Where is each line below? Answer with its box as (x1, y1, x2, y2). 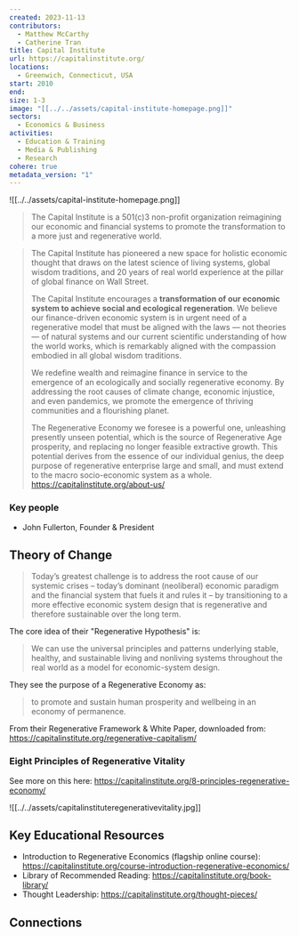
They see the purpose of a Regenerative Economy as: (9, 680, 206, 690)
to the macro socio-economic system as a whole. (30, 470, 212, 480)
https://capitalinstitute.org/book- (151, 870, 271, 881)
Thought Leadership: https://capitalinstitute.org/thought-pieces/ (21, 889, 258, 900)
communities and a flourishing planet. (30, 406, 170, 416)
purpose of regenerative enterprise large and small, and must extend (30, 460, 284, 472)
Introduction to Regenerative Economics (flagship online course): (21, 851, 261, 862)
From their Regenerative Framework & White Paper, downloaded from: (9, 723, 267, 734)
